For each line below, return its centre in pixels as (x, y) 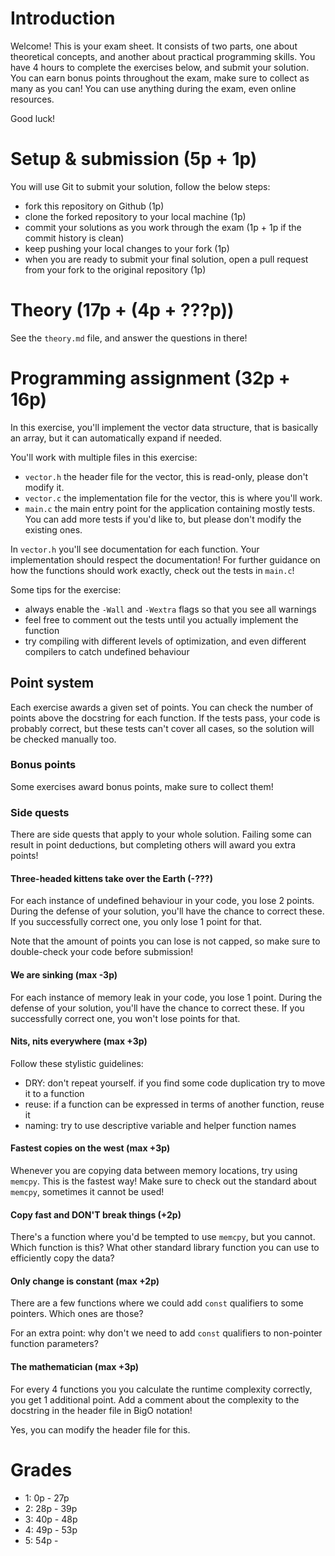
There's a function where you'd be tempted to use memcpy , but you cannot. (163, 1237)
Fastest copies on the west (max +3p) (90, 1148)
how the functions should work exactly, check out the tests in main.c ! (152, 570)
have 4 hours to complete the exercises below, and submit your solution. (160, 67)
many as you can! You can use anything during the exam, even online (153, 88)
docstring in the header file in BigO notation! (101, 1410)
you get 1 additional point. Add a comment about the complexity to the (155, 1399)
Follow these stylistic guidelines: (77, 1063)
